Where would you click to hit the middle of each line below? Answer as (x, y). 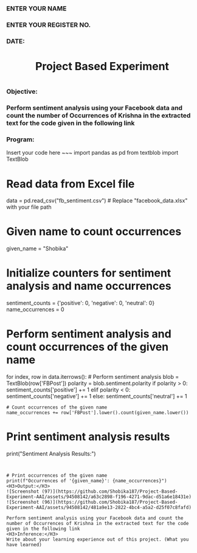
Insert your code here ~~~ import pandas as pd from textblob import (92, 153)
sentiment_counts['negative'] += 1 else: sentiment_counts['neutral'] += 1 (97, 396)
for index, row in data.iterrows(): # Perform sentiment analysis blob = (93, 377)
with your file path (29, 207)
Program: (20, 139)
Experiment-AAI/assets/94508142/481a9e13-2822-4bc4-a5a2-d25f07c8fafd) (99, 508)
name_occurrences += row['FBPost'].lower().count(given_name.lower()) (98, 413)
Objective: (22, 91)
